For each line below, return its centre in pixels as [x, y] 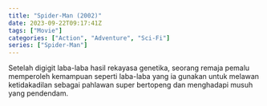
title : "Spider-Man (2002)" [55, 16]
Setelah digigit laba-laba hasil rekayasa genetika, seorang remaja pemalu [129, 68]
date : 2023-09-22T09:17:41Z [55, 23]
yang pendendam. [38, 93]
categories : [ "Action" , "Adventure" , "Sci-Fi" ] [89, 38]
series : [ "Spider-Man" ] [48, 45]
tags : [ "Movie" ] [35, 30]
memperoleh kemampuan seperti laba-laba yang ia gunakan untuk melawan [133, 77]
